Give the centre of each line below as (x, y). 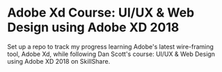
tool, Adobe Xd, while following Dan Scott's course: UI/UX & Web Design (111, 54)
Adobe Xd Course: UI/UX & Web (101, 13)
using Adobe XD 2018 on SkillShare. (59, 61)
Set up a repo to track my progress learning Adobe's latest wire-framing (111, 46)
